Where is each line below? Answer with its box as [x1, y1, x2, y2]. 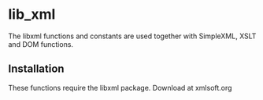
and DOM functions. [8, 39, 73, 48]
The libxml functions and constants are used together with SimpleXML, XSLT [8, 31, 257, 41]
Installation [8, 62, 65, 76]
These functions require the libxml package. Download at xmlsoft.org [8, 83, 232, 92]
